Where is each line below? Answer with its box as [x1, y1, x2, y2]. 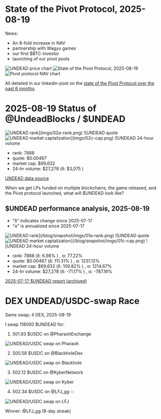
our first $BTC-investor [12, 51, 59, 56]
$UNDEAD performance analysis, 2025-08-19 [5, 205, 150, 213]
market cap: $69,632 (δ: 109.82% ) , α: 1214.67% [12, 263, 112, 269]
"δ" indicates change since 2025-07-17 [12, 217, 92, 223]
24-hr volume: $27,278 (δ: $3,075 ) [12, 165, 84, 171]
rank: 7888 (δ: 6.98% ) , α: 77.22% [12, 253, 83, 259]
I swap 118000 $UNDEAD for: [5, 321, 65, 327]
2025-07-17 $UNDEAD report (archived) [5, 278, 87, 284]
